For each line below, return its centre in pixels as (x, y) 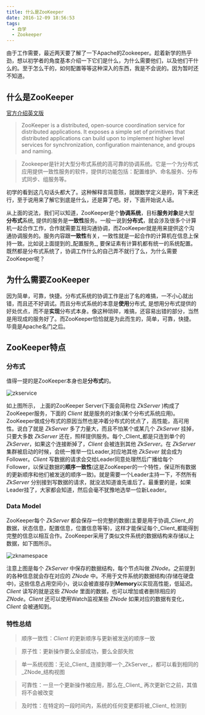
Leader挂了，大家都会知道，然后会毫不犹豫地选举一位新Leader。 (88, 490)
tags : (13, 23)
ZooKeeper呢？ (26, 258)
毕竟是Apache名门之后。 (38, 326)
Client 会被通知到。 (31, 606)
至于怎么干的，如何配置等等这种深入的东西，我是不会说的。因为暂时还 (110, 69)
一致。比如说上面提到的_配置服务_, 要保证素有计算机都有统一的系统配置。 (104, 243)
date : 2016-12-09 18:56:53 (41, 18)
